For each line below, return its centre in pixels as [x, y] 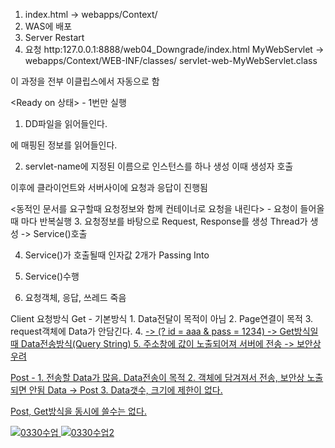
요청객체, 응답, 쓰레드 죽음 [75, 297]
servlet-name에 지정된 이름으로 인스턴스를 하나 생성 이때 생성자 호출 [159, 166]
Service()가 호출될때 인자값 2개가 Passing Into [117, 255]
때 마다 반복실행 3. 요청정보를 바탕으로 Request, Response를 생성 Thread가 [159, 221]
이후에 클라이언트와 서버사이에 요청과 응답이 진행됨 [109, 187]
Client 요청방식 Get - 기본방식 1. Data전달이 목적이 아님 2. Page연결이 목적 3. [162, 318]
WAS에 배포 [48, 26]
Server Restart [54, 37]
